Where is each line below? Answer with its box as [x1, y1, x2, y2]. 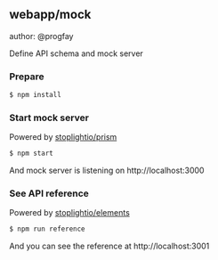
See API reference [9, 187, 89, 199]
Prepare [9, 70, 44, 83]
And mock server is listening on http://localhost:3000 [9, 165, 205, 176]
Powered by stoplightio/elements [9, 207, 131, 218]
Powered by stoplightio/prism [9, 132, 117, 142]
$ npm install [9, 91, 62, 100]
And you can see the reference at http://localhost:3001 [9, 240, 210, 252]
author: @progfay [9, 30, 74, 41]
